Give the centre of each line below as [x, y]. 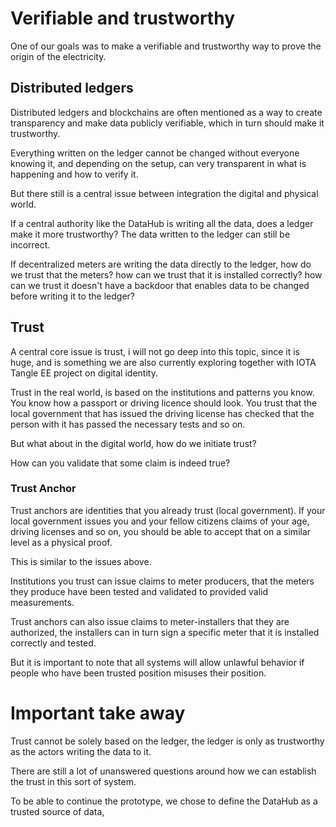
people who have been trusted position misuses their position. [138, 673]
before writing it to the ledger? [73, 296]
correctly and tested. [53, 643]
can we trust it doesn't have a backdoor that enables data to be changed [160, 285]
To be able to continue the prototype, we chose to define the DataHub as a [164, 801]
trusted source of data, [57, 811]
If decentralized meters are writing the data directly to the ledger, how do [161, 264]
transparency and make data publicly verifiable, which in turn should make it [167, 123]
